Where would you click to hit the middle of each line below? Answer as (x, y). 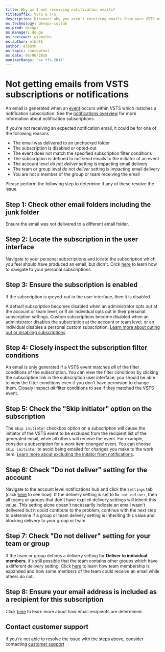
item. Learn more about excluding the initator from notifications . (70, 454)
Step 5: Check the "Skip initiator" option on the (79, 409)
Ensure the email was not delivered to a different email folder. (67, 224)
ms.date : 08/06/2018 (27, 55)
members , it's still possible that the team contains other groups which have (82, 561)
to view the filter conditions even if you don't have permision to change (77, 383)
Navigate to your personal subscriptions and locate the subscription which (81, 259)
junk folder (23, 212)
